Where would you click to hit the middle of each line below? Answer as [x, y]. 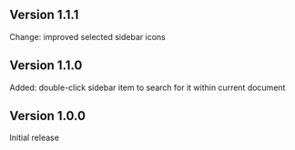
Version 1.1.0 [46, 66]
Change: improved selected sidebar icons [87, 36]
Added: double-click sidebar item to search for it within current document [147, 87]
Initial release [34, 138]
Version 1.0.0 [48, 116]
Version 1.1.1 [44, 15]
